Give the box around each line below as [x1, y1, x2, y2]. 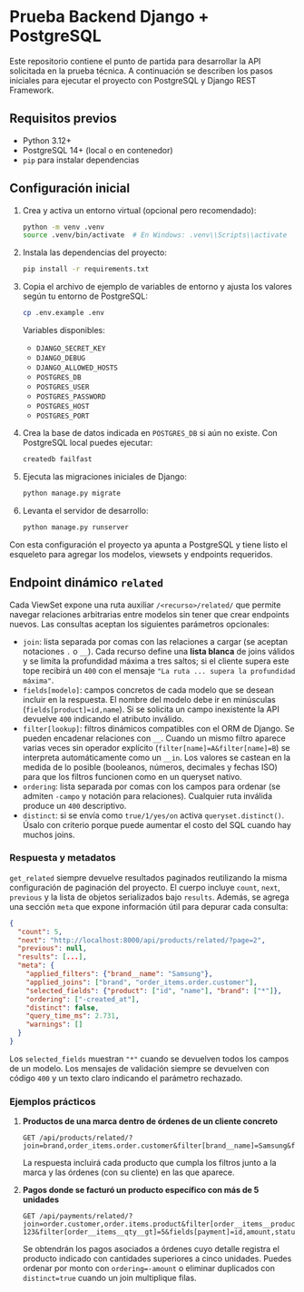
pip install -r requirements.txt [22, 265, 150, 274]
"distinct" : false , [25, 1003, 100, 1012]
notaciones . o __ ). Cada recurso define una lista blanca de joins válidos [22, 646, 295, 656]
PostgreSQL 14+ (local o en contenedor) [22, 144, 174, 155]
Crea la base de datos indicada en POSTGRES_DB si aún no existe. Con [22, 428, 279, 439]
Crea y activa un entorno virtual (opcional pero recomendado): [22, 204, 257, 215]
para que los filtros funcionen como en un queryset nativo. [22, 771, 242, 782]
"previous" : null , [17, 944, 88, 953]
